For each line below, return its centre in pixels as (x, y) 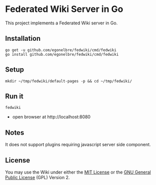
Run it (14, 96)
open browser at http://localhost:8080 (51, 117)
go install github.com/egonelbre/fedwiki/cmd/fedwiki (62, 54)
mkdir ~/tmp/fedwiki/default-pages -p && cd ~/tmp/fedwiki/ (69, 81)
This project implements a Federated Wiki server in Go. (61, 23)
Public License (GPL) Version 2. (38, 177)
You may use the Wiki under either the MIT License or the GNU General (78, 172)
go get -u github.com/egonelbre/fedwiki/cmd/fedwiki (61, 50)
